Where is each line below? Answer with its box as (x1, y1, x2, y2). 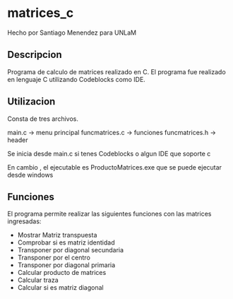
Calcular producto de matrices (17, 269, 107, 277)
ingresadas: (7, 217, 42, 225)
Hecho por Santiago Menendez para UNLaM (7, 28, 136, 37)
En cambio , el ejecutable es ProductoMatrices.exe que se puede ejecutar (7, 163, 222, 171)
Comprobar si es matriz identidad (17, 238, 115, 247)
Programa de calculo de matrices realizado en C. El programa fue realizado (7, 67, 226, 76)
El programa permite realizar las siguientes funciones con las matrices (7, 210, 212, 218)
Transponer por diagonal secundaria (17, 246, 124, 254)
